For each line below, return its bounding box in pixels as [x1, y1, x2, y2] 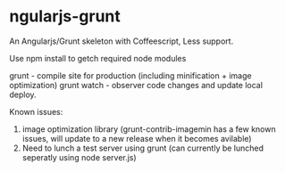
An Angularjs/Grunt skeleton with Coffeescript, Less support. [9, 36, 234, 46]
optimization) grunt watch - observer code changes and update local [9, 79, 264, 90]
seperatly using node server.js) [21, 152, 137, 162]
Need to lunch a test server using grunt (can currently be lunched [21, 143, 264, 153]
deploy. [9, 89, 38, 100]
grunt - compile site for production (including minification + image [9, 70, 252, 81]
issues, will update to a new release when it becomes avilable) [21, 133, 252, 143]
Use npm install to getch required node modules [9, 53, 187, 63]
